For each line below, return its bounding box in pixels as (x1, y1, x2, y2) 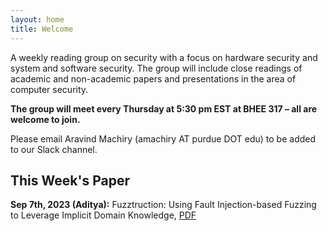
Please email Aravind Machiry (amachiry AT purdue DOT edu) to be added (10, 132, 317, 145)
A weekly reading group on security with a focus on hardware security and (10, 51, 318, 63)
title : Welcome (10, 24, 74, 34)
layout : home (10, 14, 65, 25)
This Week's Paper (10, 172, 130, 189)
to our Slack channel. (10, 143, 98, 155)
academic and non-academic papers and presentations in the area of (10, 72, 297, 85)
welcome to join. (10, 113, 81, 125)
